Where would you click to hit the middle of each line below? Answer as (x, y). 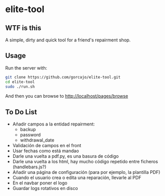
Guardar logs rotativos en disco (45, 188)
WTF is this (23, 28)
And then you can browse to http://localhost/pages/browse (67, 96)
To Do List (21, 112)
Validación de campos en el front (47, 146)
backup (28, 129)
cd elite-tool (20, 82)
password (31, 135)
